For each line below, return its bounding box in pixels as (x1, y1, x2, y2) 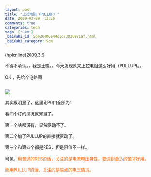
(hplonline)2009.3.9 (5, 52, 45, 58)
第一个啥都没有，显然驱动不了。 (5, 122, 69, 128)
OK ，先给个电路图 (5, 74, 43, 80)
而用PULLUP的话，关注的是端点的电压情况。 (5, 167, 94, 173)
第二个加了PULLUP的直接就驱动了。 (5, 133, 77, 139)
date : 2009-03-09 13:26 (5, 16, 55, 21)
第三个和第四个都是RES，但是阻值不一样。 (5, 144, 90, 150)
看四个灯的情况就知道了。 (5, 111, 56, 116)
